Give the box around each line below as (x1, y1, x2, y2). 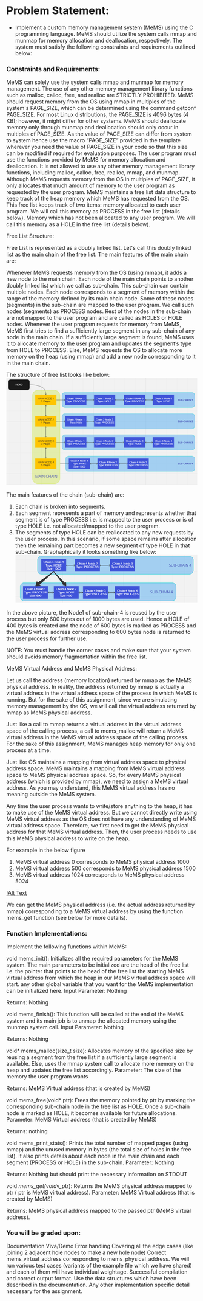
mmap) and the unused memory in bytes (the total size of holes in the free (6, 1146, 191, 1153)
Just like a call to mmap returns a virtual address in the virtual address (6, 720, 182, 728)
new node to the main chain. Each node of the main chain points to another (6, 275, 194, 283)
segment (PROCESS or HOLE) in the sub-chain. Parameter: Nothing (6, 1159, 175, 1166)
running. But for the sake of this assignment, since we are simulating (6, 695, 178, 703)
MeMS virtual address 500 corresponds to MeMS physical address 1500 (15, 864, 196, 872)
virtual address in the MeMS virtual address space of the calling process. (6, 733, 189, 740)
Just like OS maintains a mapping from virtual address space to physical (6, 758, 187, 765)
